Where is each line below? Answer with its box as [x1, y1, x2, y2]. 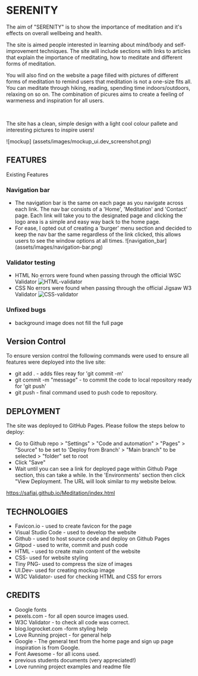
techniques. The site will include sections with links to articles [39, 47, 191, 54]
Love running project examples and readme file [14, 663, 131, 670]
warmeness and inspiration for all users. [6, 96, 105, 104]
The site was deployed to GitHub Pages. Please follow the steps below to [6, 422, 186, 429]
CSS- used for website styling [14, 554, 89, 561]
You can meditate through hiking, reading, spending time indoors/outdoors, [6, 84, 191, 91]
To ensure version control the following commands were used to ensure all [6, 352, 189, 359]
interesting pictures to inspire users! [6, 126, 95, 133]
